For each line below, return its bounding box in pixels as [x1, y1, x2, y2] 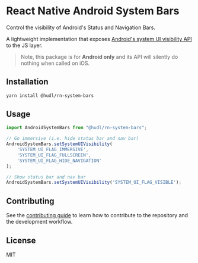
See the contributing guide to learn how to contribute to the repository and [6, 212, 189, 219]
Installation [6, 77, 49, 87]
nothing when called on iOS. [20, 60, 90, 67]
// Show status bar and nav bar [6, 174, 86, 180]
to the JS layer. [6, 42, 43, 49]
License [6, 235, 36, 245]
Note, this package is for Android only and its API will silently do [20, 53, 178, 60]
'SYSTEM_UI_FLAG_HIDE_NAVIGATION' [17, 158, 102, 164]
